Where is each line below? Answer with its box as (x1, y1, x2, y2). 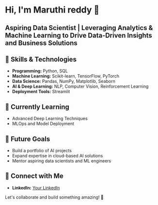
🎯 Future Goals (5, 135, 50, 143)
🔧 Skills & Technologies (5, 55, 77, 63)
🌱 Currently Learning (5, 103, 69, 111)
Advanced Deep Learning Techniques (12, 116, 88, 122)
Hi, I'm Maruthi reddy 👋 (5, 4, 100, 16)
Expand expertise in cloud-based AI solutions (12, 153, 103, 159)
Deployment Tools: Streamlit (12, 89, 70, 95)
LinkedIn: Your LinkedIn (12, 185, 60, 190)
